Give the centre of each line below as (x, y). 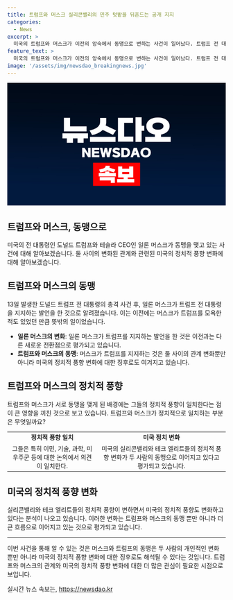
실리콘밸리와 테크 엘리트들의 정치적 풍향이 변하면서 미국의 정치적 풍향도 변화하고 (115, 509)
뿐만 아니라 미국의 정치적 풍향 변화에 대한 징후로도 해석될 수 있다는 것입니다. (110, 557)
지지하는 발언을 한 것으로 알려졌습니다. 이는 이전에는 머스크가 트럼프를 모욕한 (118, 313)
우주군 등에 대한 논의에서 (46, 457)
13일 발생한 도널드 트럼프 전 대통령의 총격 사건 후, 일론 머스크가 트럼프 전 (105, 304)
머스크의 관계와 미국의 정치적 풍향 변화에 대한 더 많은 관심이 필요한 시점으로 (122, 566)
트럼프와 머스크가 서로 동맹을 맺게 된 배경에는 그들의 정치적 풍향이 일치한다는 (111, 404)
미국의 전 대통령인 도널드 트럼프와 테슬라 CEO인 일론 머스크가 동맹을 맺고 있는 (112, 245)
